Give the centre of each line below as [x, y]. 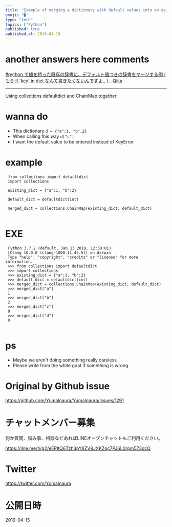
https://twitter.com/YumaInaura [38, 483]
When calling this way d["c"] [43, 136]
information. [19, 262]
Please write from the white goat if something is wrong [70, 365]
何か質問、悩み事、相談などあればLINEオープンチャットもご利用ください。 [84, 438]
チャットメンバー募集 [50, 423]
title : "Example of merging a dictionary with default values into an [82, 10]
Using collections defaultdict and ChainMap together [61, 96]
